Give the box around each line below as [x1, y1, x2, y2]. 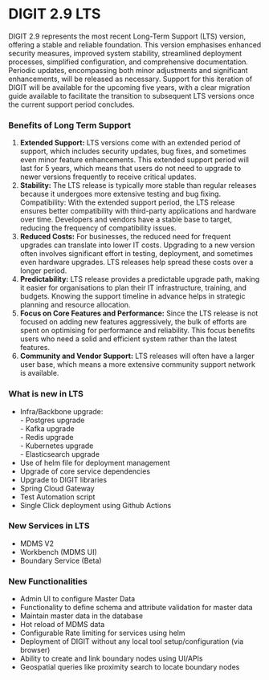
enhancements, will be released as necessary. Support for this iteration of [8, 74, 253, 83]
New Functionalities [8, 576, 88, 587]
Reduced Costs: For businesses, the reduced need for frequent [19, 232, 231, 242]
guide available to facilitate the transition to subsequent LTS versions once [8, 91, 255, 100]
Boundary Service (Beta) [19, 556, 102, 565]
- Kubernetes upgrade [19, 441, 94, 450]
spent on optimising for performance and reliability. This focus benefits [19, 326, 255, 336]
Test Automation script [19, 491, 96, 502]
